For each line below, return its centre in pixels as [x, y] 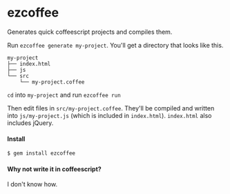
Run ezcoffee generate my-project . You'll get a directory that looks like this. [115, 45]
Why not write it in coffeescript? [54, 169]
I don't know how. [32, 184]
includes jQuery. [30, 123]
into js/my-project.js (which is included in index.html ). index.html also [109, 115]
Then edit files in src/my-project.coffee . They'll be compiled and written [111, 108]
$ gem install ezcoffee [41, 153]
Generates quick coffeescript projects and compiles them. [90, 32]
